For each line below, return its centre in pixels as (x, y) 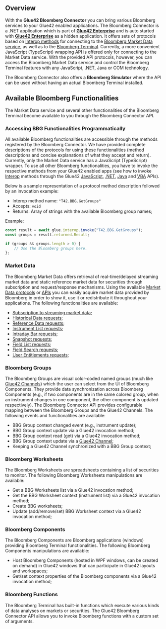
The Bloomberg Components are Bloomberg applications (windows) (75, 540)
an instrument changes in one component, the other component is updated (82, 399)
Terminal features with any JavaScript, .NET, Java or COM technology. (77, 68)
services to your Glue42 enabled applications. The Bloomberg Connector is (82, 25)
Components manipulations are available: (47, 551)
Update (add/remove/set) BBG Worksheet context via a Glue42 (77, 511)
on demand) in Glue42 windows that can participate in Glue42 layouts (83, 566)
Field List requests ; (32, 344)
